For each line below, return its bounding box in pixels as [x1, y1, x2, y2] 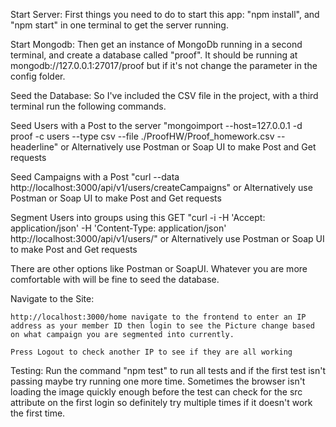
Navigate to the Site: [10, 293, 95, 304]
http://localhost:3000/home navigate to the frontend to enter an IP [10, 312, 307, 322]
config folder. [10, 70, 66, 82]
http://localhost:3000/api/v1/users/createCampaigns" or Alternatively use [10, 182, 313, 193]
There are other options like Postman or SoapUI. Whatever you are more [10, 263, 308, 274]
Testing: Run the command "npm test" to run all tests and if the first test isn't [10, 365, 326, 376]
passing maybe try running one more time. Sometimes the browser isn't [10, 375, 306, 387]
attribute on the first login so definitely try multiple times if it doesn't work [10, 397, 313, 408]
